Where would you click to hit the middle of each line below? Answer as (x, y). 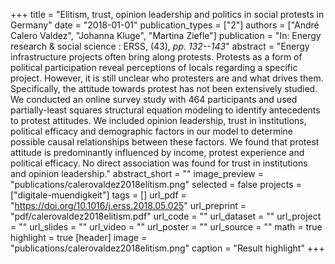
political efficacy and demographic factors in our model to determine (152, 131)
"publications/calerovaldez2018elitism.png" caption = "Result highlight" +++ (167, 248)
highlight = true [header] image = (79, 237)
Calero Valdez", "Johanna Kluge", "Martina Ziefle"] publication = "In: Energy (166, 35)
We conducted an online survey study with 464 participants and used (154, 99)
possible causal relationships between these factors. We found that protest (165, 142)
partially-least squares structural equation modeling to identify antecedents (165, 110)
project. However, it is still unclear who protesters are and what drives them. (167, 78)
